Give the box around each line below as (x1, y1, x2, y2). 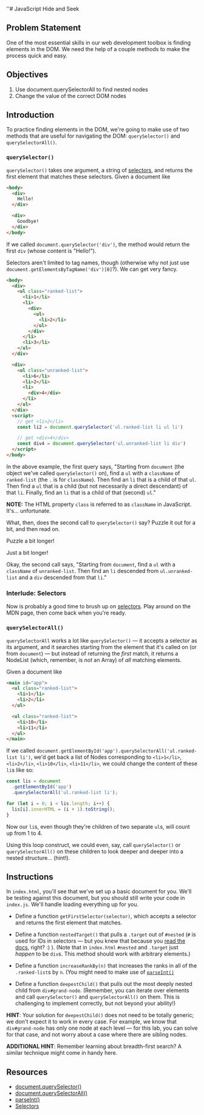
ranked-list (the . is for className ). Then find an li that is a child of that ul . (6, 476, 197, 483)
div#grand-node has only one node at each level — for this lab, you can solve (6, 1024, 198, 1032)
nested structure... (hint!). (6, 854, 70, 861)
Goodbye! (17, 219, 39, 225)
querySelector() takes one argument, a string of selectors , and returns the (6, 166, 193, 174)
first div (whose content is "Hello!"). (6, 247, 97, 255)
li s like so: (6, 767, 34, 774)
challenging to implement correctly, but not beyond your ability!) (15, 1000, 176, 1007)
